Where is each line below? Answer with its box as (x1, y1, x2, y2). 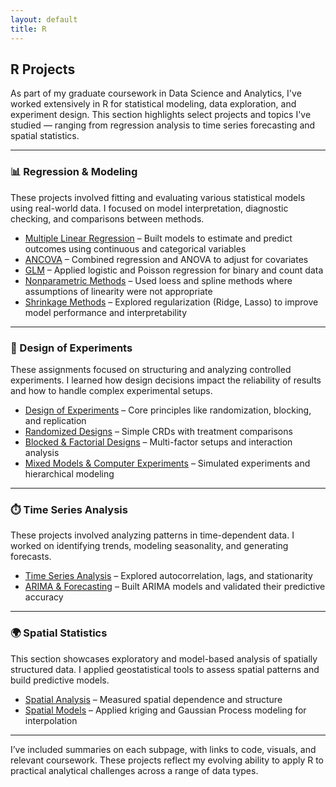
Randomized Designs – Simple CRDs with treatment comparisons (24, 425, 293, 437)
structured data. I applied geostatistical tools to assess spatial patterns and (10, 663, 320, 675)
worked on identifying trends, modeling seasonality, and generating (10, 540, 289, 552)
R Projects (10, 61, 76, 78)
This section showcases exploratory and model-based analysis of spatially (10, 652, 318, 665)
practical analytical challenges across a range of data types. (10, 764, 259, 776)
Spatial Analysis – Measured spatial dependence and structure (24, 693, 283, 705)
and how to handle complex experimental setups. (10, 384, 213, 396)
